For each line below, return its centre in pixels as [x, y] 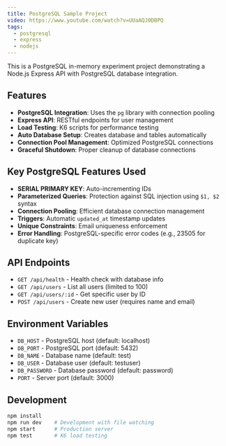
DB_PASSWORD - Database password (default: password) [95, 370]
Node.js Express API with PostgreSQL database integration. [92, 74]
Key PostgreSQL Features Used [77, 172]
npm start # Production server [60, 429]
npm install [24, 416]
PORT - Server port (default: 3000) [66, 378]
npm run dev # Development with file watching [81, 422]
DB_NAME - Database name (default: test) [74, 356]
